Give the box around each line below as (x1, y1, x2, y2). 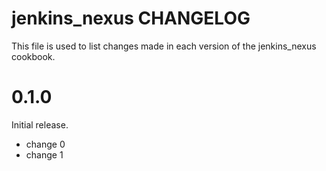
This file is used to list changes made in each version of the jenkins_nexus (11, 40, 317, 52)
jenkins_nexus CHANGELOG (11, 7, 251, 30)
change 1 (25, 148, 64, 161)
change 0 (25, 138, 66, 150)
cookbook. (11, 50, 56, 62)
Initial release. (11, 118, 69, 131)
